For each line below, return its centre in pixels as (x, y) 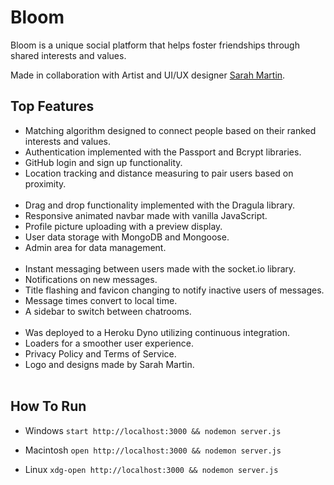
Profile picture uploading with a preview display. (123, 226)
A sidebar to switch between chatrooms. (108, 311)
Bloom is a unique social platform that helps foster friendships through (155, 45)
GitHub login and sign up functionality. (103, 162)
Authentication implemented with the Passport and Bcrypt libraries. (163, 152)
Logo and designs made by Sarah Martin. (109, 364)
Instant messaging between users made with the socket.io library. (160, 268)
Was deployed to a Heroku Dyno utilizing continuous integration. (157, 332)
